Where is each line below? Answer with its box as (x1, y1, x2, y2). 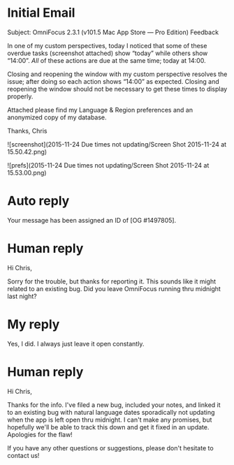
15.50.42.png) (7, 147, 47, 156)
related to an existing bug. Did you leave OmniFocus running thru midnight (7, 284, 221, 293)
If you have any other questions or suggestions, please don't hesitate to (7, 443, 214, 452)
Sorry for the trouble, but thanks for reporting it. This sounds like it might (7, 277, 217, 286)
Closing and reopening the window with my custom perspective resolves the (7, 70, 228, 78)
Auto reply (7, 193, 70, 209)
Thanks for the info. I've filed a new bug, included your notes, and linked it (7, 400, 221, 409)
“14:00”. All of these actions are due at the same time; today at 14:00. (7, 56, 206, 64)
